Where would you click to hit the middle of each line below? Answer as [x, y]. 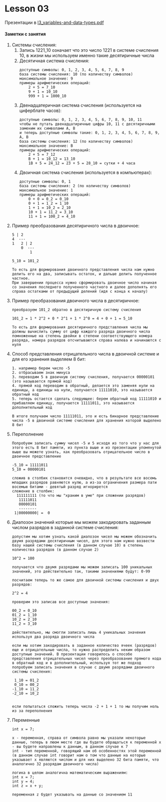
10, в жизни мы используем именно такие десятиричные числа [87, 56]
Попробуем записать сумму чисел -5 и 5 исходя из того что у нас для [85, 444]
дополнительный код [32, 408]
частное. [21, 279]
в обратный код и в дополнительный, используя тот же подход [77, 663]
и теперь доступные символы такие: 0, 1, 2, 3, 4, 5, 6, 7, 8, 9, [89, 133]
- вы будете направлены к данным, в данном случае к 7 [70, 747]
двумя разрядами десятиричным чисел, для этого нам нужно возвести [83, 541]
